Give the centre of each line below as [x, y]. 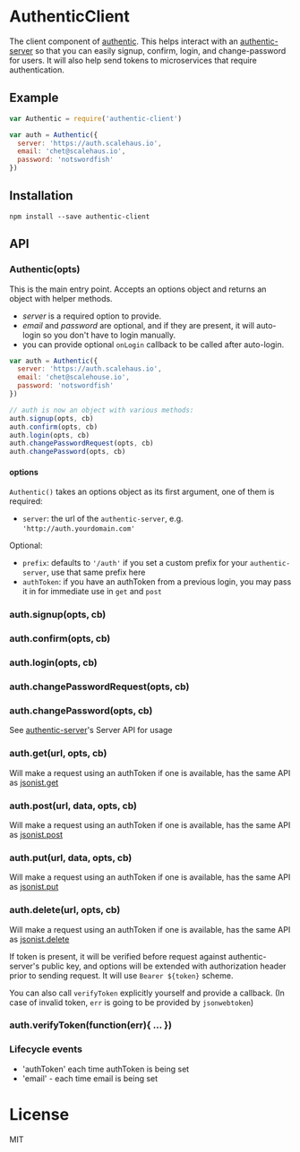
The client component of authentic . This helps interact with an [124, 41]
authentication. [37, 70]
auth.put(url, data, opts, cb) [71, 858]
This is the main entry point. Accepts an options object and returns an [138, 289]
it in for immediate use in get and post [92, 592]
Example [34, 98]
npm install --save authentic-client [80, 217]
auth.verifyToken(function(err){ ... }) [91, 1025]
